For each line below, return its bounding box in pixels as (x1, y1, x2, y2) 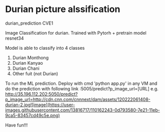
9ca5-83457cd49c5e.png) (5, 112, 60, 118)
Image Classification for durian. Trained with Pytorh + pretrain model (5, 30, 146, 36)
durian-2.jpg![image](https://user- (5, 101, 75, 107)
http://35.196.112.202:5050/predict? (5, 91, 78, 97)
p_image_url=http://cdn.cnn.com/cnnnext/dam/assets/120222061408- (5, 96, 151, 102)
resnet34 (5, 35, 24, 41)
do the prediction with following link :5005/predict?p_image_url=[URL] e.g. (5, 85, 158, 91)
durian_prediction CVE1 (5, 20, 53, 26)
